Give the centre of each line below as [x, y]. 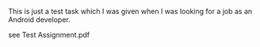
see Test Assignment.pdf [49, 35]
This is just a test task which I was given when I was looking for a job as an [130, 11]
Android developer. [40, 20]
